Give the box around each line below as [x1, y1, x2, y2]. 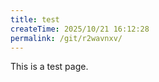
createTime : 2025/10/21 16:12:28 [10, 24, 150, 34]
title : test [10, 14, 60, 25]
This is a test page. [10, 61, 89, 73]
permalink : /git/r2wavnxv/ [10, 33, 123, 43]
